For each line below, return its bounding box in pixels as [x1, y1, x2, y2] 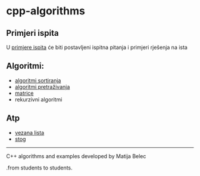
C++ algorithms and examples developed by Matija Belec [6, 152, 146, 159]
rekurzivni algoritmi [14, 95, 62, 103]
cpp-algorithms [6, 4, 85, 18]
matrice [14, 89, 34, 97]
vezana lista [14, 129, 45, 136]
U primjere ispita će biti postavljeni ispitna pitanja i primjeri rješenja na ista [6, 44, 187, 51]
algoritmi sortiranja [14, 76, 61, 84]
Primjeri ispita [6, 28, 59, 38]
